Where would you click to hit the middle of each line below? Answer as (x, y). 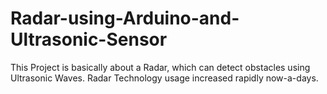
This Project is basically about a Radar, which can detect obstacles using (160, 67)
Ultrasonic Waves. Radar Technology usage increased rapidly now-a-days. (164, 78)
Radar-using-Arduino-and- (125, 18)
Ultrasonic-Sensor (89, 39)
